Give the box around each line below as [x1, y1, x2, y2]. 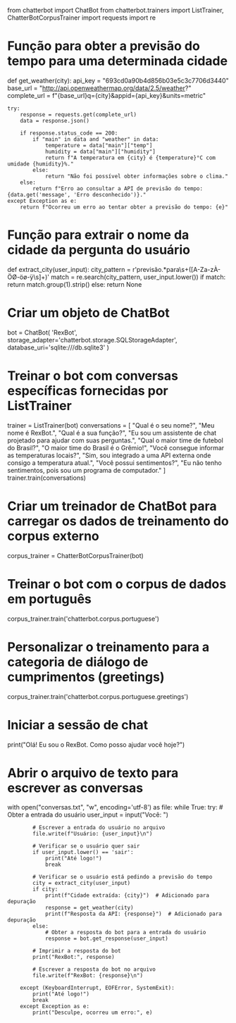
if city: [32, 886, 58, 893]
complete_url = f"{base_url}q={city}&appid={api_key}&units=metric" [7, 91, 206, 99]
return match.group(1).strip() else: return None [7, 280, 142, 288]
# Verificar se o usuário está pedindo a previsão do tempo [32, 874, 213, 881]
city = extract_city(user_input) [32, 880, 131, 887]
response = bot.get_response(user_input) [44, 935, 169, 943]
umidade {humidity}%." [7, 160, 74, 168]
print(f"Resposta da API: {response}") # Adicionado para [44, 910, 222, 918]
